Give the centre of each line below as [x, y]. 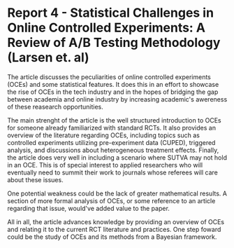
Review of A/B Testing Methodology [114, 43]
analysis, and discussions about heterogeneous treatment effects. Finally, [113, 150]
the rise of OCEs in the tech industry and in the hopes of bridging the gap [113, 92]
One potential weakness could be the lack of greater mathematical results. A [117, 193]
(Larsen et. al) [48, 58]
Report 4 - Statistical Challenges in [111, 13]
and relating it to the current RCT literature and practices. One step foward [114, 229]
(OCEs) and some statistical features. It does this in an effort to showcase [113, 84]
